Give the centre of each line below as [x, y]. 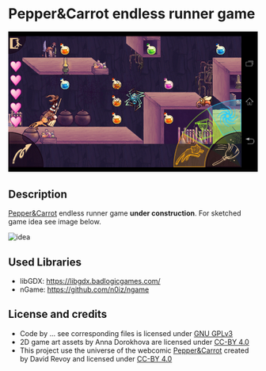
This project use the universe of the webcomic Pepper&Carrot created [134, 350]
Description [38, 194]
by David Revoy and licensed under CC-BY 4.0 [96, 358]
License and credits [58, 314]
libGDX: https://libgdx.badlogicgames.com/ [90, 281]
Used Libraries [45, 262]
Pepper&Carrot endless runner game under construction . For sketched [125, 213]
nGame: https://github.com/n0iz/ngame [84, 289]
